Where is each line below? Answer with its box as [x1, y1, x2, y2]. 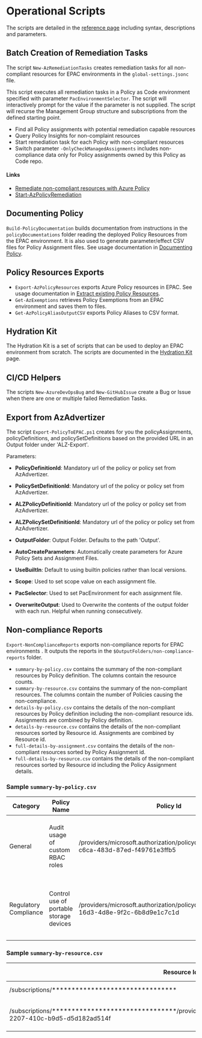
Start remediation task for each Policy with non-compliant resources [14, 138, 185, 146]
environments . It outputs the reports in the [6, 647, 112, 654]
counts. [14, 678, 34, 685]
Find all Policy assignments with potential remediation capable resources [14, 125, 195, 133]
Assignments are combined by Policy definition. [14, 716, 133, 723]
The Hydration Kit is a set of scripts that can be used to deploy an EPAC [6, 342, 184, 349]
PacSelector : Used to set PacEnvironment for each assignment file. [14, 589, 182, 597]
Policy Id [156, 802, 182, 810]
